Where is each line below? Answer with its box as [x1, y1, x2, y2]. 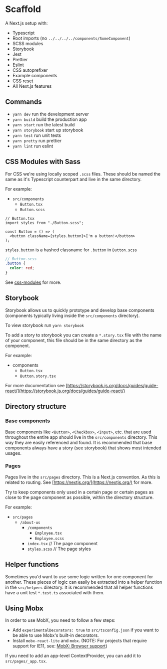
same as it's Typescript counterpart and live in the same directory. [5, 176, 142, 182]
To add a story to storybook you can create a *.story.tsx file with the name [5, 332, 161, 338]
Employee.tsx [34, 531, 62, 536]
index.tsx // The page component [27, 540, 98, 546]
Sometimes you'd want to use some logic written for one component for [5, 573, 153, 580]
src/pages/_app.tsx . [5, 658, 47, 664]
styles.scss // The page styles [27, 546, 91, 552]
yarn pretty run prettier [12, 137, 61, 143]
